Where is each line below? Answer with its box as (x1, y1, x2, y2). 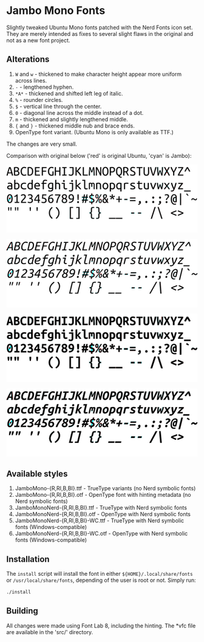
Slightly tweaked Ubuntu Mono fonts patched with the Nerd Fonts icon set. (6, 24, 193, 31)
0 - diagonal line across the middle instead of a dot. (15, 109, 144, 116)
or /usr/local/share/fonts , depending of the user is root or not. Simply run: (6, 576, 196, 584)
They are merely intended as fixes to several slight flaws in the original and (6, 30, 194, 37)
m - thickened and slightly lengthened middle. (15, 115, 129, 123)
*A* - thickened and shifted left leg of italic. (15, 89, 123, 97)
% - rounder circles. (15, 96, 63, 103)
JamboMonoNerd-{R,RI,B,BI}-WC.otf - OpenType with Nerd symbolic (15, 530, 188, 538)
